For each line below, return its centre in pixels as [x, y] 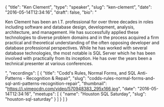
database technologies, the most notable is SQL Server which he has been [80, 53]
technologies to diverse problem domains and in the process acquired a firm [82, 37]
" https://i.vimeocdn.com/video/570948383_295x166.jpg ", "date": [71, 89]
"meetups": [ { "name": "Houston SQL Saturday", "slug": [90, 94]
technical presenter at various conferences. [49, 64]
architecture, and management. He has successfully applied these [72, 32]
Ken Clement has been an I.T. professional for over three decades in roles [79, 22]
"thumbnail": [94, 83]
